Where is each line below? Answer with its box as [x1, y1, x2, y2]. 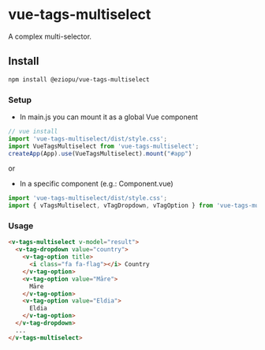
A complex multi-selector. [8, 32, 92, 41]
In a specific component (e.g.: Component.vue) [19, 179, 174, 189]
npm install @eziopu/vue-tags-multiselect [8, 75, 150, 84]
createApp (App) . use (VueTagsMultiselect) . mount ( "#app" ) [8, 149, 192, 157]
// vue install [8, 127, 58, 135]
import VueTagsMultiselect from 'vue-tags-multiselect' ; [8, 142, 200, 150]
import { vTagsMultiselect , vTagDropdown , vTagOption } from [8, 201, 214, 210]
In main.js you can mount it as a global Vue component [19, 112, 199, 122]
